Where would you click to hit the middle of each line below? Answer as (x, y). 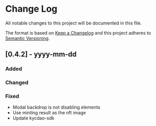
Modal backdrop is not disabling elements (56, 107)
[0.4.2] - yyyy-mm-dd (41, 54)
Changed (17, 83)
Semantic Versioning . (27, 38)
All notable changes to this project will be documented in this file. (74, 23)
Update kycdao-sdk (33, 118)
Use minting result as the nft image (49, 113)
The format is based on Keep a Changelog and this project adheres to (78, 33)
